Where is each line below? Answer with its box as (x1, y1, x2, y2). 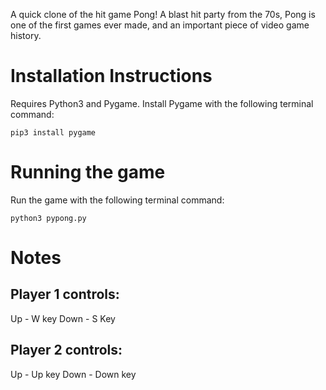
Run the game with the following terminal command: (10, 194, 225, 206)
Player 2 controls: (10, 342, 123, 359)
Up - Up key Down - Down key (10, 368, 137, 380)
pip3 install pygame (10, 127, 97, 138)
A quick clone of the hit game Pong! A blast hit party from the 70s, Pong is (10, 9, 316, 20)
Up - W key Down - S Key (10, 312, 116, 324)
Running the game (10, 161, 166, 184)
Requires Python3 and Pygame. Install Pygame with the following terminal (10, 97, 314, 109)
